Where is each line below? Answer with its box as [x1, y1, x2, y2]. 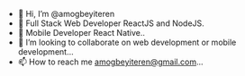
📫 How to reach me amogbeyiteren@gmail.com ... [17, 56, 204, 67]
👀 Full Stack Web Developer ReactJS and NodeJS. [17, 18, 204, 29]
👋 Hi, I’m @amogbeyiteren [17, 9, 115, 19]
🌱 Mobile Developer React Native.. [17, 28, 146, 38]
